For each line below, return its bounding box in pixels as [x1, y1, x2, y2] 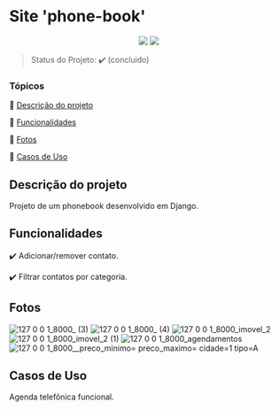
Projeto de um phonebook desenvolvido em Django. [9, 201, 199, 212]
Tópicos [9, 80, 45, 92]
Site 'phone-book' [9, 6, 146, 27]
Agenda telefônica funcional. [9, 392, 115, 402]
